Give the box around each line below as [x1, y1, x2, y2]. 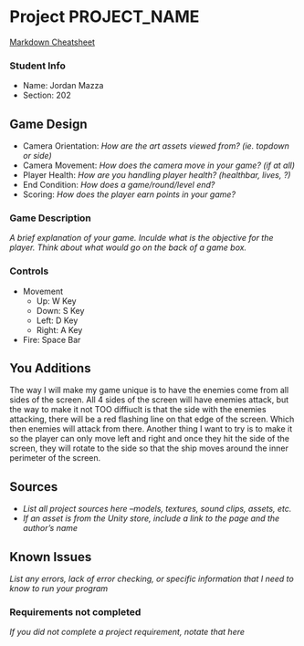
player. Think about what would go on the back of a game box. [9, 242, 247, 253]
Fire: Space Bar [22, 334, 81, 345]
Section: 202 [22, 89, 71, 101]
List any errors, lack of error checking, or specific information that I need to [9, 573, 294, 585]
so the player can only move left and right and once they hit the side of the [9, 433, 290, 444]
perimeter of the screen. [9, 453, 101, 464]
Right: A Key [36, 324, 83, 335]
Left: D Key [36, 315, 79, 326]
